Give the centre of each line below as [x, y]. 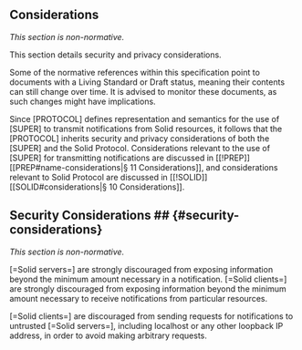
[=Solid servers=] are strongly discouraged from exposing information [141, 269]
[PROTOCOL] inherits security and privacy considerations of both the [140, 138]
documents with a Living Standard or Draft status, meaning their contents [147, 82]
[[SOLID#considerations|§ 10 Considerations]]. [97, 187]
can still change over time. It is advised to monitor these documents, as [143, 91]
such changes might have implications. [83, 101]
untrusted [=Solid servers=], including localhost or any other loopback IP [146, 325]
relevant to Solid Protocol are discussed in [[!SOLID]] [109, 177]
